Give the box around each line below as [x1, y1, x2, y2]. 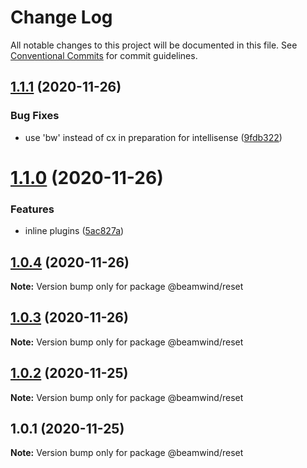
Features [10, 202, 55, 216]
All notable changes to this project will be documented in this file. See [10, 39, 298, 51]
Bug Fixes [10, 109, 60, 123]
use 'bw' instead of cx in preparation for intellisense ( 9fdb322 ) [24, 131, 283, 143]
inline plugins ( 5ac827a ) [24, 225, 125, 237]
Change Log [10, 6, 113, 29]
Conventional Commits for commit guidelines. [10, 49, 198, 61]
